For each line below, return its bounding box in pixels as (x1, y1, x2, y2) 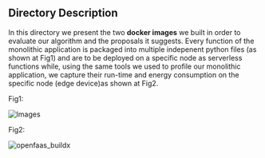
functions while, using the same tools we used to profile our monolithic (8, 61, 241, 71)
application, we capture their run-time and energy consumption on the (8, 69, 239, 79)
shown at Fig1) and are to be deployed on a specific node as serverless (8, 53, 243, 62)
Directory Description (8, 6, 118, 20)
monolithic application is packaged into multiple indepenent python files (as (8, 44, 257, 54)
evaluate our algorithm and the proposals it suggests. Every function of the (8, 36, 255, 45)
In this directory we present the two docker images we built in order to (8, 27, 241, 37)
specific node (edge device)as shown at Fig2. (8, 78, 159, 88)
